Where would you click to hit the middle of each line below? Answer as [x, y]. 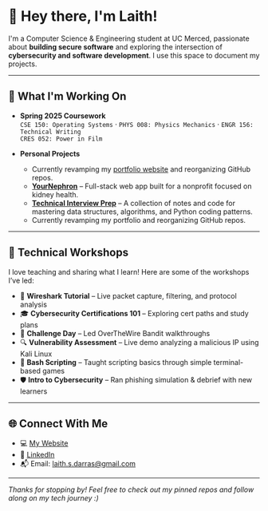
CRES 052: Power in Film [61, 139]
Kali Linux [36, 354]
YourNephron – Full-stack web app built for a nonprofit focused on [142, 186]
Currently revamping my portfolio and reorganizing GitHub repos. [138, 220]
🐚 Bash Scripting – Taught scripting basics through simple [116, 362]
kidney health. [55, 194]
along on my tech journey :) [53, 498]
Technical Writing [50, 132]
